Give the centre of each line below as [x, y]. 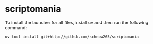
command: [16, 27]
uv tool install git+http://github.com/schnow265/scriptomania [72, 37]
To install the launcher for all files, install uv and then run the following [77, 22]
